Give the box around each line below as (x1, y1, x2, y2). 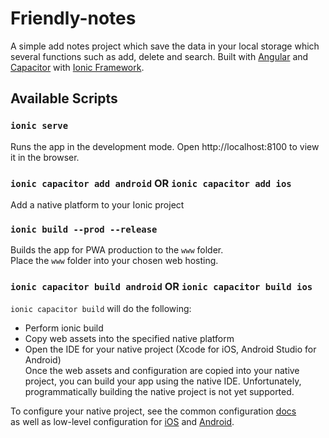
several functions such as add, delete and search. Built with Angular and (10, 50, 309, 62)
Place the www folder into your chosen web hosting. (10, 255, 219, 267)
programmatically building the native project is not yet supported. (24, 385, 295, 397)
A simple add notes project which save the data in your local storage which (10, 40, 320, 52)
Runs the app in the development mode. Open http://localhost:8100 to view (10, 140, 320, 152)
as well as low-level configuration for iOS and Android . (10, 415, 235, 427)
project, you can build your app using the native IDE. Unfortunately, (24, 375, 302, 387)
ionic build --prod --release (10, 223, 158, 235)
